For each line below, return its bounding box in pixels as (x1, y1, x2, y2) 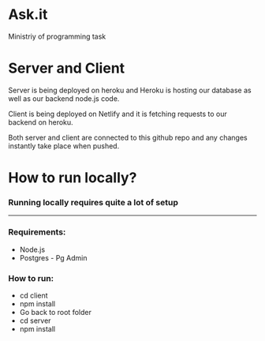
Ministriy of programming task (8, 32, 106, 41)
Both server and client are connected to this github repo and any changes (8, 133, 248, 142)
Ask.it (8, 6, 48, 24)
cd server (19, 316, 51, 325)
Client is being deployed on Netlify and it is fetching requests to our (8, 109, 227, 118)
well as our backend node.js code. (8, 93, 120, 103)
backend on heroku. (8, 117, 73, 127)
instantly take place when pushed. (8, 141, 120, 151)
